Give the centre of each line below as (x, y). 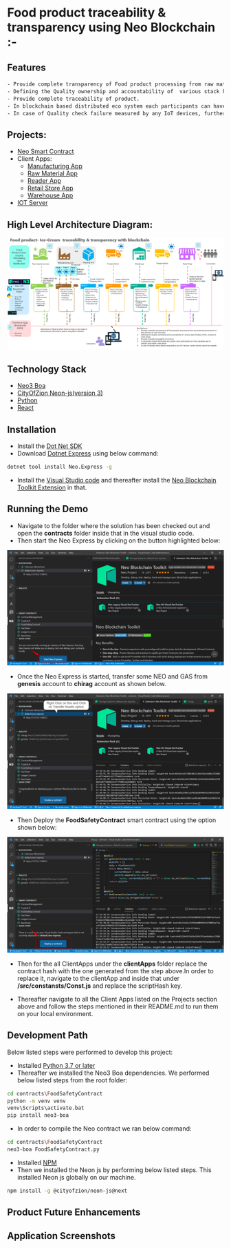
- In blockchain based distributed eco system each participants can (109, 106)
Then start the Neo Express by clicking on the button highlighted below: (119, 540)
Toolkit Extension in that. (52, 487)
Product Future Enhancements (74, 1212)
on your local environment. (55, 1013)
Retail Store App (50, 188)
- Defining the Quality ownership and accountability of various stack (113, 91)
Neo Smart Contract (45, 152)
